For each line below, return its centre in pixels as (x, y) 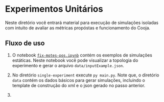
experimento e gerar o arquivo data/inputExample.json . (68, 65)
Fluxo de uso (25, 43)
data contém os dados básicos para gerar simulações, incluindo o (79, 80)
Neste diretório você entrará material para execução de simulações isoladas (82, 23)
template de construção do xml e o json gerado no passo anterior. (79, 85)
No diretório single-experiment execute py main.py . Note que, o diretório (86, 75)
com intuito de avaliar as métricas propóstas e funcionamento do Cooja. (78, 27)
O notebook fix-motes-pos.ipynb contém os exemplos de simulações (82, 55)
